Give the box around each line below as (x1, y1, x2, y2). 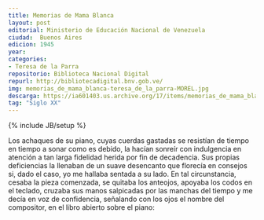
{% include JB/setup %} (8, 121, 86, 130)
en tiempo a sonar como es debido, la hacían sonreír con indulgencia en (8, 145, 242, 154)
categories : (8, 56, 47, 64)
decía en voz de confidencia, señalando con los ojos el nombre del (8, 194, 225, 204)
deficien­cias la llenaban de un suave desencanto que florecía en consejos (8, 161, 247, 170)
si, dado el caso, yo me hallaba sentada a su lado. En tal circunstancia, (8, 170, 237, 179)
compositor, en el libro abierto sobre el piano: (8, 203, 155, 212)
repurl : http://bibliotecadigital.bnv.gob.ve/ (8, 77, 163, 85)
